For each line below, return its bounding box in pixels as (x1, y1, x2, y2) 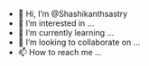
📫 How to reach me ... (17, 47, 102, 57)
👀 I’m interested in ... (17, 18, 95, 29)
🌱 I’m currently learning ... (17, 28, 115, 37)
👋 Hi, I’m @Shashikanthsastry (17, 9, 128, 19)
